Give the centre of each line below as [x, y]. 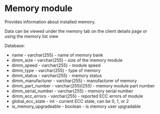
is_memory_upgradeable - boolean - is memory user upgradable [76, 106]
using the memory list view [32, 36]
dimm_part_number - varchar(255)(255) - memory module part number [83, 85]
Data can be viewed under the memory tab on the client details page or [76, 31]
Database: [15, 45]
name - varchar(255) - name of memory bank [57, 55]
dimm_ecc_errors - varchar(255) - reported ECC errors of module [77, 96]
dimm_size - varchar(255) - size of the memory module [67, 60]
